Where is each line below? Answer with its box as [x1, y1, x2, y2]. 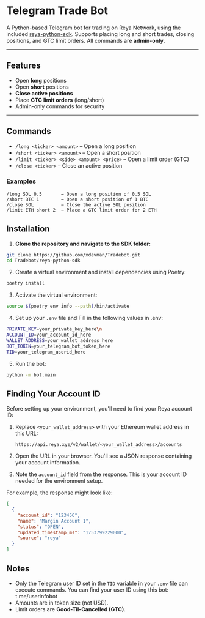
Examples [6, 177, 37, 185]
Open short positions [15, 83, 69, 91]
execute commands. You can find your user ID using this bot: [15, 586, 169, 594]
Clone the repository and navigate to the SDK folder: [15, 240, 151, 247]
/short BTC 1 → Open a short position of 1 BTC [6, 196, 149, 203]
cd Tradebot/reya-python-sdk [6, 258, 81, 264]
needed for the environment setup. [15, 477, 103, 485]
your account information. [15, 459, 81, 466]
